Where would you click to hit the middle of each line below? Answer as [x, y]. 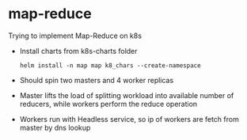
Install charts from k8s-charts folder [78, 51]
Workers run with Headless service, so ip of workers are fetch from [129, 119]
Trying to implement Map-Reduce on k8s [75, 36]
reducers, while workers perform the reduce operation [108, 104]
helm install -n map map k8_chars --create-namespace [110, 65]
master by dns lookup [55, 127]
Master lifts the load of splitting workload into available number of [127, 95]
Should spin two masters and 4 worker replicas [97, 80]
